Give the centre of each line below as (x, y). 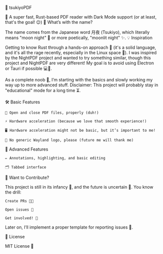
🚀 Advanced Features (27, 149)
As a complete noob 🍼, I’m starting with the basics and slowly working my (79, 80)
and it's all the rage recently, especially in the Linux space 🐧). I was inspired (81, 53)
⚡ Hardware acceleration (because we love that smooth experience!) (76, 121)
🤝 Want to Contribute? (27, 177)
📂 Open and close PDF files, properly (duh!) (52, 113)
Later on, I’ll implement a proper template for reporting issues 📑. (69, 227)
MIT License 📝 (19, 246)
